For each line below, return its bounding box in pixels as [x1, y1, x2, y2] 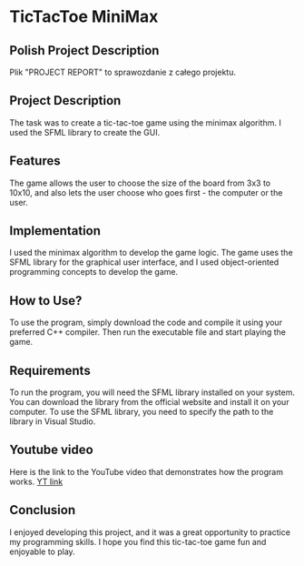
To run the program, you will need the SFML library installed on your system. [9, 387, 295, 398]
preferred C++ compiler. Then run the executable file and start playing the [9, 327, 287, 338]
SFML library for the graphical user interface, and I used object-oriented [9, 257, 279, 268]
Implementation [9, 223, 102, 238]
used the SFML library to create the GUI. [9, 126, 161, 137]
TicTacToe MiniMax [9, 6, 159, 27]
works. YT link [9, 476, 64, 487]
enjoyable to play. [9, 546, 75, 557]
